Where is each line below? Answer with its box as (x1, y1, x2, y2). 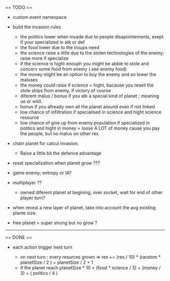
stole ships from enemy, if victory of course (20, 88, 111, 93)
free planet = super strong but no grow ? (12, 220, 98, 226)
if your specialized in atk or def (20, 39, 85, 45)
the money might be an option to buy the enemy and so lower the (20, 71, 156, 77)
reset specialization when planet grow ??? (12, 160, 100, 166)
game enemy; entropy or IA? (12, 170, 72, 176)
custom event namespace (12, 14, 67, 20)
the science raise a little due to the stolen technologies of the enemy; (20, 50, 164, 56)
